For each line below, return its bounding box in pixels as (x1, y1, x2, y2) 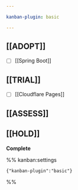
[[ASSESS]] (6, 108, 49, 118)
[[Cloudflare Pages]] (14, 91, 65, 98)
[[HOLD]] (6, 129, 40, 139)
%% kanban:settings (6, 156, 57, 163)
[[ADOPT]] (6, 41, 46, 51)
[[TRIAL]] (6, 75, 41, 85)
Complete (6, 145, 31, 152)
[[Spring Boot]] (14, 57, 51, 65)
